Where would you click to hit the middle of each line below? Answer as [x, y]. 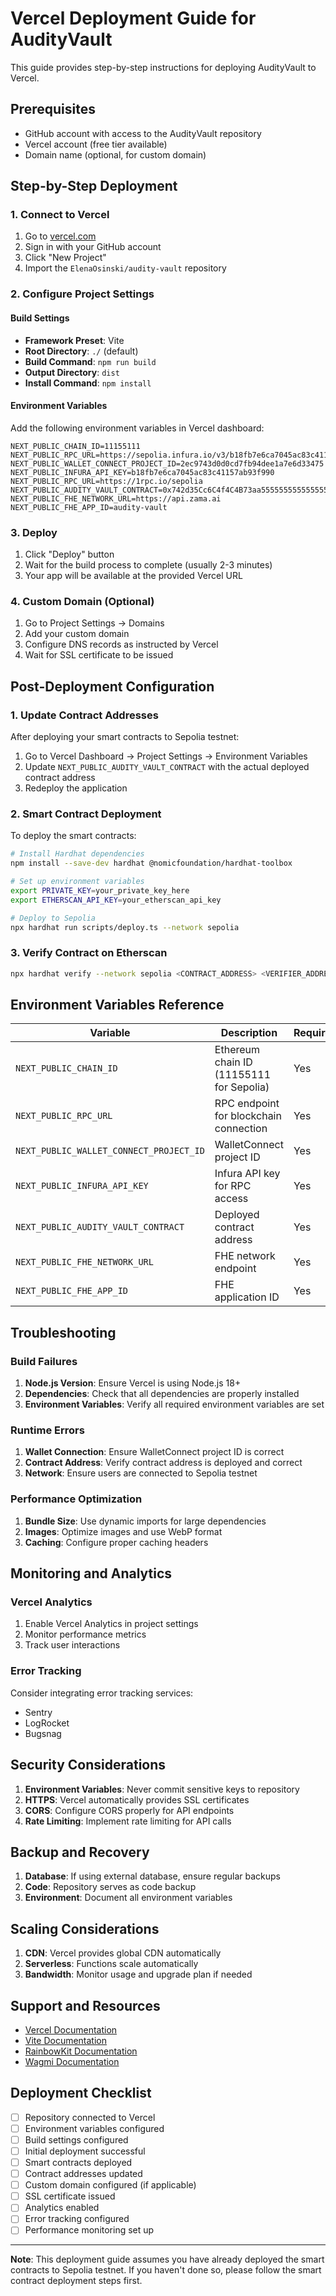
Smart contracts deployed [78, 2163]
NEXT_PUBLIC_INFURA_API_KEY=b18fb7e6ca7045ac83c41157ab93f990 [142, 472]
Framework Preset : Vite [74, 340]
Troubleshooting [63, 1332]
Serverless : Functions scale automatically [111, 1964]
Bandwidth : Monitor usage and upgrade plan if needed [138, 1974]
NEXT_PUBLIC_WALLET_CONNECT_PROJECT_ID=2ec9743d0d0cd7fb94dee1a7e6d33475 [167, 463]
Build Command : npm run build [90, 361]
